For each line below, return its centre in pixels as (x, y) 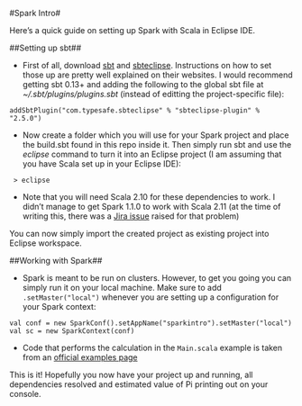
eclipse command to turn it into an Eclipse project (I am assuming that (152, 154)
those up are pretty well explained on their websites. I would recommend (157, 75)
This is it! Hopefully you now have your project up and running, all (131, 374)
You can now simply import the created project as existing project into (139, 234)
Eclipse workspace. (46, 243)
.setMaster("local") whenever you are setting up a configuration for (151, 297)
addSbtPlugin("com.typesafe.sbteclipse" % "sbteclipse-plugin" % (134, 111)
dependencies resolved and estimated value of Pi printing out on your (139, 384)
